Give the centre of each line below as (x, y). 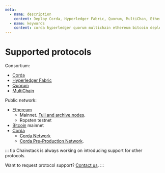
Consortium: (18, 66)
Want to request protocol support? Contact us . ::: (55, 165)
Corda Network (35, 136)
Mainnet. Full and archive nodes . (53, 115)
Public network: (21, 100)
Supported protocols (48, 52)
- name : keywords (27, 23)
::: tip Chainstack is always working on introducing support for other (74, 150)
